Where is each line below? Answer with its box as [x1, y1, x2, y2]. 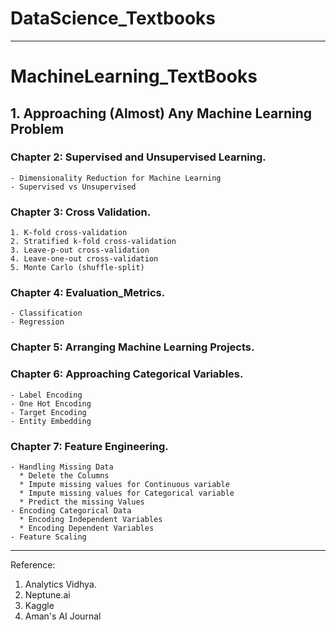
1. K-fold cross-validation [10, 228, 128, 238]
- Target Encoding [10, 407, 87, 417]
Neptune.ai [24, 588, 71, 601]
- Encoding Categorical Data [10, 505, 132, 516]
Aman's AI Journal [24, 610, 102, 622]
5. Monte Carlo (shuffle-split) [10, 263, 145, 273]
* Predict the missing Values [19, 497, 145, 507]
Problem [10, 120, 65, 137]
